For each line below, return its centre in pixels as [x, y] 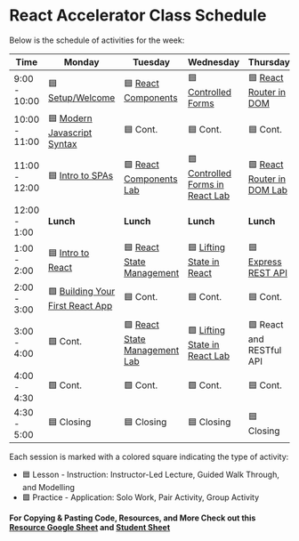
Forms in [206, 184]
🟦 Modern [70, 118]
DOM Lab [267, 190]
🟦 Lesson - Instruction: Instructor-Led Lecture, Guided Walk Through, [151, 474]
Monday [81, 61]
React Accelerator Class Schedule [138, 16]
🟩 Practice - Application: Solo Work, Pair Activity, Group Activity [141, 497]
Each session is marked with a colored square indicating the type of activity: [149, 456]
